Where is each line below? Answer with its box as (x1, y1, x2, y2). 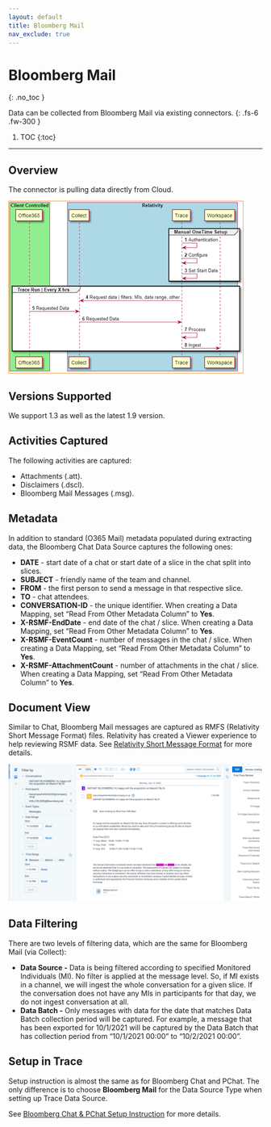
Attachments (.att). (19, 471, 83, 480)
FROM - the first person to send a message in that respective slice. (19, 583, 244, 593)
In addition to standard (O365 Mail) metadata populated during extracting (8, 533, 252, 543)
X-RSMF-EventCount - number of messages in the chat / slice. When (19, 635, 252, 644)
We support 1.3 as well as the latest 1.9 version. (8, 410, 165, 420)
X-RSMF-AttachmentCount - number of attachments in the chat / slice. (19, 660, 260, 670)
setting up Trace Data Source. (8, 1093, 108, 1103)
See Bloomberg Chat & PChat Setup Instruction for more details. (8, 1108, 222, 1118)
